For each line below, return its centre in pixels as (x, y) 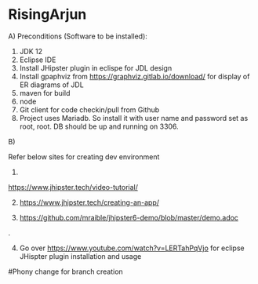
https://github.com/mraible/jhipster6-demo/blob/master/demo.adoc (129, 217)
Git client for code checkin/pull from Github (89, 109)
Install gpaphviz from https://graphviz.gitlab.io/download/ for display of (134, 76)
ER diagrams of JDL (51, 85)
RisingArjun (47, 15)
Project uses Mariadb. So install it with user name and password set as (134, 118)
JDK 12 (31, 51)
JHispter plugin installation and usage (80, 256)
